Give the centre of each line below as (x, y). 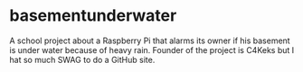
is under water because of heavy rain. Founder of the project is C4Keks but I (152, 49)
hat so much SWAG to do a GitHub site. (82, 59)
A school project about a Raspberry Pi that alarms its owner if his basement (150, 40)
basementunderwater (93, 16)
